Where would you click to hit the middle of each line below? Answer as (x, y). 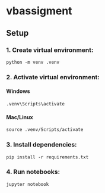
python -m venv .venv (33, 62)
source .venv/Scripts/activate (45, 130)
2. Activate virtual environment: (53, 77)
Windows (18, 91)
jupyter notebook (28, 184)
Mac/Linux (20, 117)
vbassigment (39, 11)
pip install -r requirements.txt (47, 157)
